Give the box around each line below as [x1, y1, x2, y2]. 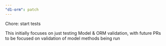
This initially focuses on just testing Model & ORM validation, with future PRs [5, 30, 162, 36]
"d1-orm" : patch [5, 7, 39, 12]
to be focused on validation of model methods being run [5, 35, 120, 41]
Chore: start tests [5, 21, 41, 26]
